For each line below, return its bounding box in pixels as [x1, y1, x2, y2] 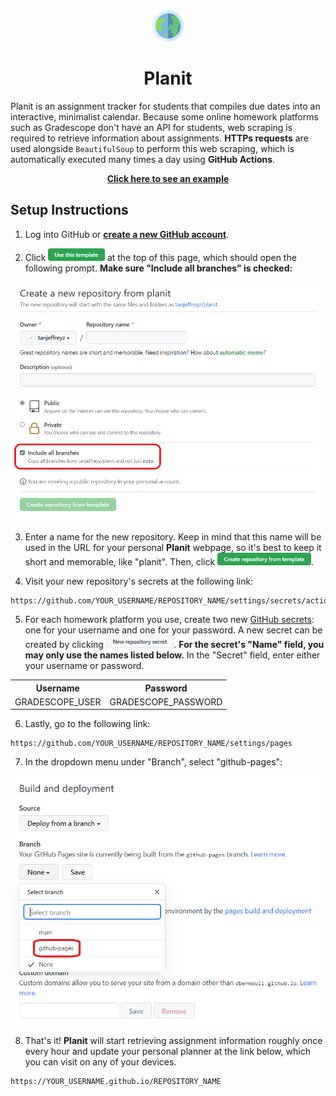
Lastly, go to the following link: [24, 718, 151, 730]
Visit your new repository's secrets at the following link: [24, 575, 254, 588]
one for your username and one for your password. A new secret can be [24, 624, 323, 636]
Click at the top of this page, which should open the [24, 251, 297, 263]
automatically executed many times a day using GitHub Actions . [10, 153, 276, 165]
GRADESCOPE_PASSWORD [109, 695, 223, 708]
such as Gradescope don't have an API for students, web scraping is [10, 121, 293, 133]
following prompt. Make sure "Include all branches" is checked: [24, 262, 293, 274]
